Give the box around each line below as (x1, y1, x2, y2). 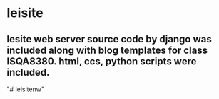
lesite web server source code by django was (6, 33, 212, 45)
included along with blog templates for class (6, 44, 208, 56)
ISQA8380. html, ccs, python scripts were (6, 55, 197, 67)
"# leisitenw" (6, 85, 44, 93)
